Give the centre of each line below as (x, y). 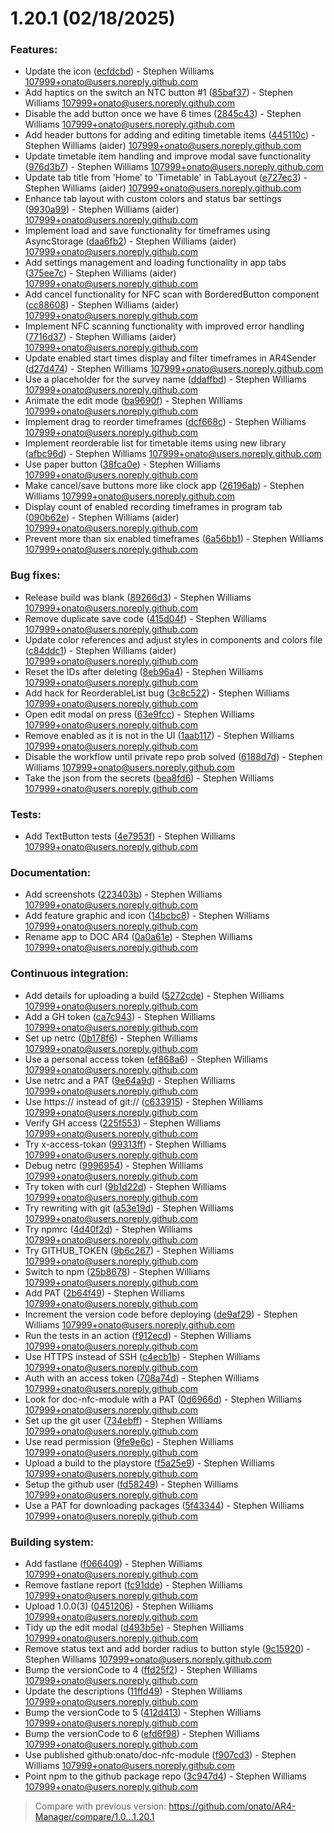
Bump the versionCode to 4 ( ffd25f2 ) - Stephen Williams (141, 1669)
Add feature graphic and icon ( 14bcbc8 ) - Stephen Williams (147, 916)
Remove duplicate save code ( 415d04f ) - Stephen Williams (146, 618)
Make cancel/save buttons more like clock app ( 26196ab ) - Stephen (164, 486)
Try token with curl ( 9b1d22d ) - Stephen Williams (125, 1186)
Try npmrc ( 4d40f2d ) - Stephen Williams (108, 1229)
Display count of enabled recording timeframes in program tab (153, 507)
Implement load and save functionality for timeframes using (147, 231)
